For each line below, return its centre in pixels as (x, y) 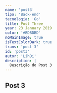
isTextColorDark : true (28, 42)
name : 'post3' (20, 10)
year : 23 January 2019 (28, 28)
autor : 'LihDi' (21, 56)
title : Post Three (24, 24)
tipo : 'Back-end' (23, 14)
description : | (21, 61)
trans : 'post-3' (22, 47)
